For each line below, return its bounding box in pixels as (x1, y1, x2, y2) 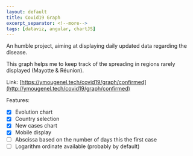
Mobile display (14, 129, 52, 136)
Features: (6, 97, 30, 104)
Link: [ (6, 79, 22, 86)
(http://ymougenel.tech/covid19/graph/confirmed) (6, 85, 131, 93)
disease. (6, 49, 28, 56)
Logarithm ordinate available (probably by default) (14, 143, 140, 150)
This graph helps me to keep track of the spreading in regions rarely (6, 60, 176, 68)
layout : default (6, 8, 47, 15)
